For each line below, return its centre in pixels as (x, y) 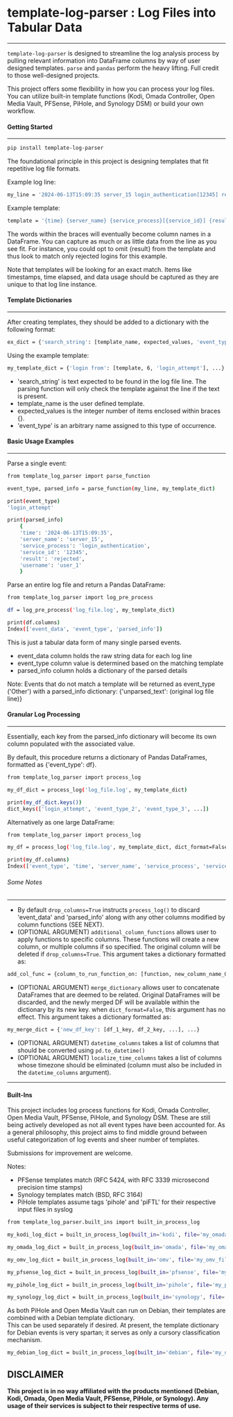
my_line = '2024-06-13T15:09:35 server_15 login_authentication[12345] (113, 195)
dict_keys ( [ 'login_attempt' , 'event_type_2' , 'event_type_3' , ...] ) (108, 809)
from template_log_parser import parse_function (79, 476)
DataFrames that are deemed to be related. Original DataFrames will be (119, 995)
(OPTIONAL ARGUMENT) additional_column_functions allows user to (117, 932)
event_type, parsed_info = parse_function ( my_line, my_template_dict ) (111, 488)
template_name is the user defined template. (81, 403)
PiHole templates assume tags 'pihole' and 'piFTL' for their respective (116, 1202)
